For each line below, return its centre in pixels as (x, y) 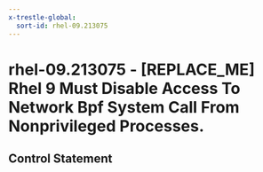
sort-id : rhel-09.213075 (62, 26)
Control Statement (60, 159)
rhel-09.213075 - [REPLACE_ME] (131, 70)
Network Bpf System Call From (124, 107)
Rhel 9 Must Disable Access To (124, 88)
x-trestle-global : (42, 17)
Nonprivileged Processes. (107, 126)
